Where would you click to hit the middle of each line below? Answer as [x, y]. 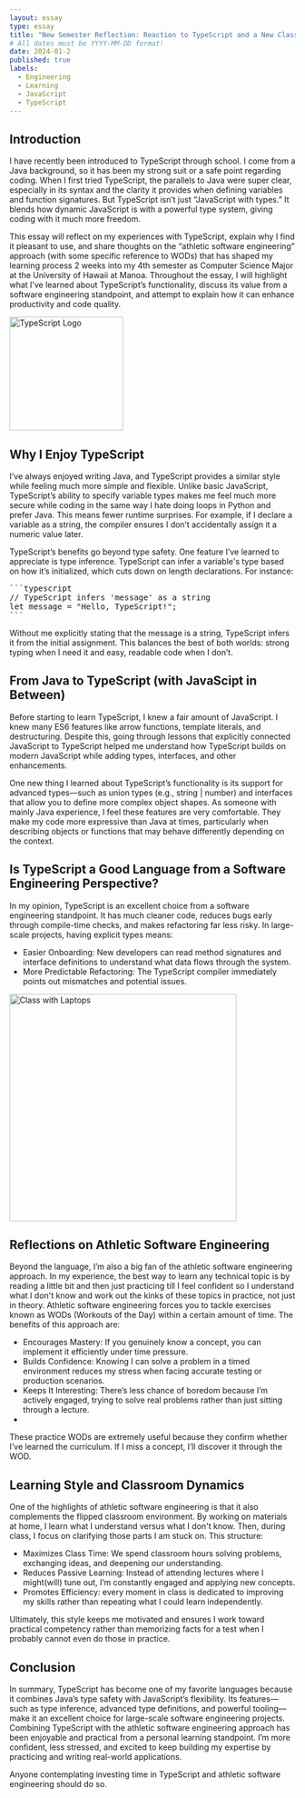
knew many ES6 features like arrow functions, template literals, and [135, 726]
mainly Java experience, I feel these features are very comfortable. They [145, 812]
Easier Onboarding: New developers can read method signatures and [152, 952]
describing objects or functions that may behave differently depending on [147, 831]
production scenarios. [64, 1381]
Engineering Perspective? [84, 884]
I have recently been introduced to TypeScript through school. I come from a [152, 161]
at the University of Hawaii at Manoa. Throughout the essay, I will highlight [148, 275]
